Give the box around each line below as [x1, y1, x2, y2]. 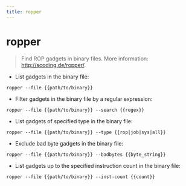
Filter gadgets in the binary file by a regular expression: [14, 95, 153, 103]
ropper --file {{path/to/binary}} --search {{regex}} [6, 107, 145, 113]
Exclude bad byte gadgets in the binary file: [14, 139, 124, 147]
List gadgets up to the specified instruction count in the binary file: [14, 162, 181, 169]
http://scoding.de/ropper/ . [21, 61, 86, 68]
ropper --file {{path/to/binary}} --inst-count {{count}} [6, 173, 155, 180]
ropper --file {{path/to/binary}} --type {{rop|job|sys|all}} [6, 129, 166, 135]
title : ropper [6, 8, 42, 15]
